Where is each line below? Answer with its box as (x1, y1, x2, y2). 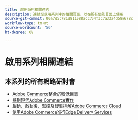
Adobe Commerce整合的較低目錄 (12, 91, 78, 97)
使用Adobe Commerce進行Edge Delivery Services (12, 109, 112, 115)
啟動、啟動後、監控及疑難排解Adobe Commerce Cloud (12, 103, 121, 109)
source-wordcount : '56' (5, 25, 53, 30)
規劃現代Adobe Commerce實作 (12, 97, 74, 103)
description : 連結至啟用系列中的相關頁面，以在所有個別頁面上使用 (5, 12, 123, 17)
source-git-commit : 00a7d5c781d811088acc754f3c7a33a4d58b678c (5, 16, 133, 21)
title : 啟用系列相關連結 (5, 7, 49, 12)
